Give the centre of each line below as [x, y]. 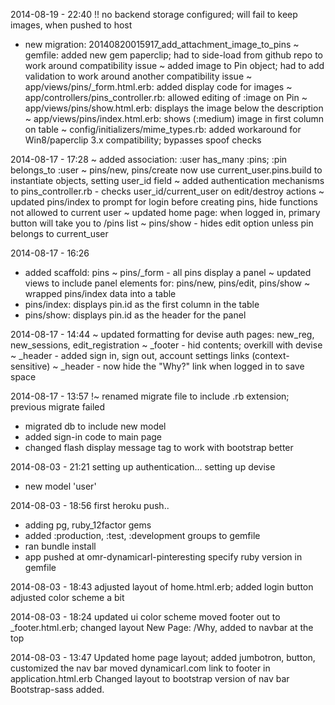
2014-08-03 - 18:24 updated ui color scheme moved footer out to [145, 617]
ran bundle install [60, 546]
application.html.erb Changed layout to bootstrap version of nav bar [150, 678]
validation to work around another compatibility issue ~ [138, 76]
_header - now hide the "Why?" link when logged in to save [182, 366]
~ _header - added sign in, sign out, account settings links [130, 355]
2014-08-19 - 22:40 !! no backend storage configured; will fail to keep [154, 14]
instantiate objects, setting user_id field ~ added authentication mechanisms [167, 180]
